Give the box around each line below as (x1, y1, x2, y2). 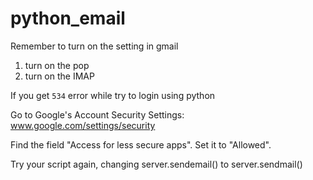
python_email (10, 7, 126, 30)
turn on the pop (24, 59, 90, 71)
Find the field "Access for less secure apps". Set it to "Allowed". (10, 138, 272, 151)
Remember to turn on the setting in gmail (10, 40, 179, 52)
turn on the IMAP (24, 70, 95, 82)
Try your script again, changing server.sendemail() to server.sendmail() (10, 158, 303, 170)
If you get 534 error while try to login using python (10, 89, 216, 101)
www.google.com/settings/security (10, 119, 156, 131)
